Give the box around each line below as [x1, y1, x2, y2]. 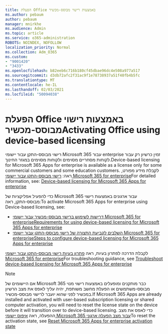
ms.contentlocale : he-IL [5, 82, 57, 87]
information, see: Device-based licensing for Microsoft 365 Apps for [5, 178, 146, 184]
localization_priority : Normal [5, 45, 71, 50]
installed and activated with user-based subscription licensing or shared [5, 297, 154, 303]
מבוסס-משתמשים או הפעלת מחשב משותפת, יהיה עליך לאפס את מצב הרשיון [5, 286, 150, 292]
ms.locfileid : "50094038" [5, 92, 59, 97]
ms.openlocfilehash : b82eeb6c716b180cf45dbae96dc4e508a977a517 [5, 69, 140, 74]
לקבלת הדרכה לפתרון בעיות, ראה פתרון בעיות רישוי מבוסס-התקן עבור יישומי [5, 250, 148, 256]
